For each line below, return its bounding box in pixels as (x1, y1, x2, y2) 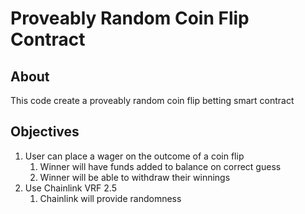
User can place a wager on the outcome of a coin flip (24, 150, 245, 162)
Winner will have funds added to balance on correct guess (39, 160, 282, 172)
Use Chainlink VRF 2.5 (24, 182, 117, 194)
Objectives (10, 123, 80, 141)
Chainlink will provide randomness (39, 192, 182, 204)
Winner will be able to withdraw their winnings (39, 171, 231, 183)
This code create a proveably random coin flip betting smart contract (10, 95, 295, 106)
